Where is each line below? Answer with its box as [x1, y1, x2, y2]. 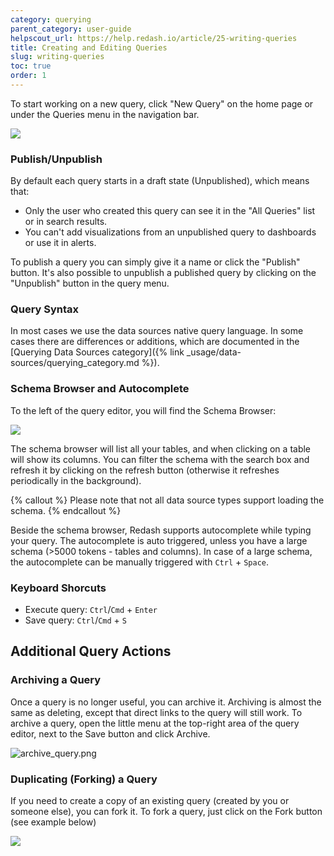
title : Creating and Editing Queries [10, 42, 168, 53]
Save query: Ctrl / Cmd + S [24, 614, 127, 626]
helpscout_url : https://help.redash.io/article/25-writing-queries [10, 33, 298, 43]
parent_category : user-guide [10, 24, 132, 34]
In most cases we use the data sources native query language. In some [10, 325, 304, 337]
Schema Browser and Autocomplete [10, 382, 190, 396]
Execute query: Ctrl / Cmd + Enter [24, 604, 158, 616]
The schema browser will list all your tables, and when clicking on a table [10, 442, 312, 455]
